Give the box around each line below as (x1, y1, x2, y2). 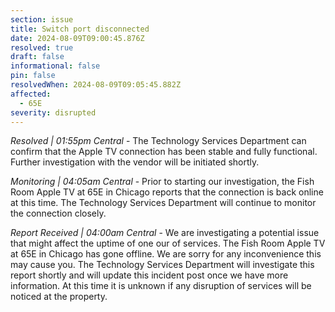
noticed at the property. (10, 291, 108, 303)
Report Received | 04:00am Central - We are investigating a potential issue (10, 227, 320, 239)
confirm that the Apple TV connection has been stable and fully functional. (10, 146, 318, 158)
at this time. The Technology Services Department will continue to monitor (10, 197, 317, 209)
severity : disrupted (10, 107, 97, 118)
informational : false (10, 61, 101, 71)
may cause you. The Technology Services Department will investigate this (10, 259, 315, 271)
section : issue (10, 14, 74, 25)
